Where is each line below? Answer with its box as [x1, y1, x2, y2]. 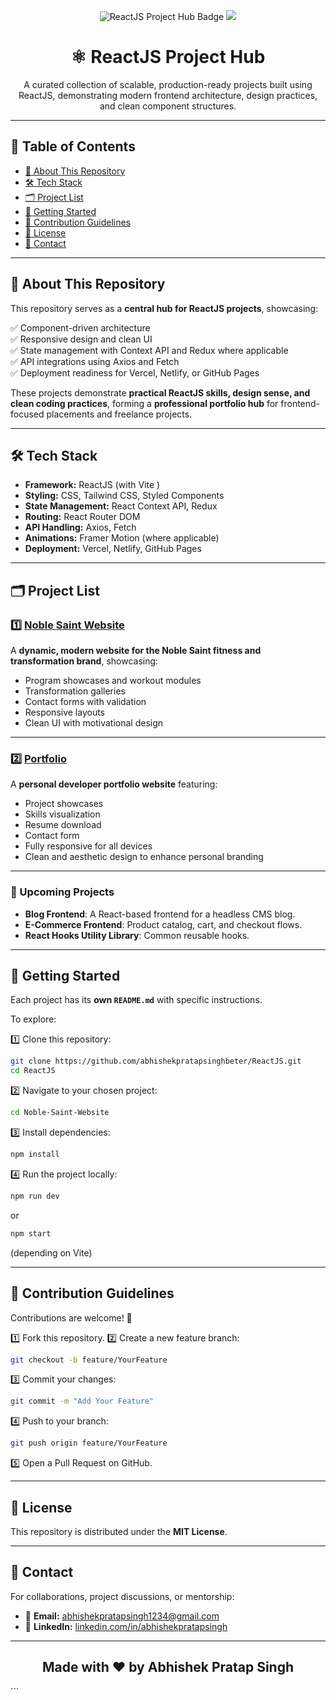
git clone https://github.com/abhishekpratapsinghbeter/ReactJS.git [10, 1056, 302, 1067]
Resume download [24, 819, 102, 831]
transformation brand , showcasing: [10, 655, 159, 667]
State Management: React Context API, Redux [24, 500, 218, 512]
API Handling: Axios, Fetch [24, 521, 137, 534]
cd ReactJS [10, 1066, 56, 1076]
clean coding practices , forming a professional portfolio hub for [10, 397, 279, 409]
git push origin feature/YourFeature [10, 1438, 168, 1449]
